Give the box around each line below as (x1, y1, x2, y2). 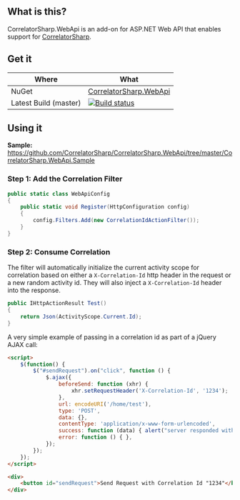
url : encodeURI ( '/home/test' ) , (58, 400, 152, 408)
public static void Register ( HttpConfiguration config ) (20, 204, 191, 211)
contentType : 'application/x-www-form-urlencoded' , (58, 421, 216, 428)
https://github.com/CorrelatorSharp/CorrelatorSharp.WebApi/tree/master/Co (7, 149, 233, 157)
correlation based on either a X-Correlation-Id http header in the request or (7, 271, 231, 279)
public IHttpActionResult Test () (7, 300, 107, 307)
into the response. (7, 286, 61, 295)
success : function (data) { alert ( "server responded (58, 427, 219, 434)
